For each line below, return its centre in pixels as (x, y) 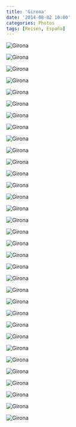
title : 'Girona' (26, 12)
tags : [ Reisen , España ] (36, 29)
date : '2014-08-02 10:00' (38, 17)
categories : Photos (31, 23)
